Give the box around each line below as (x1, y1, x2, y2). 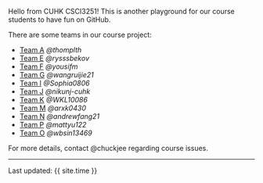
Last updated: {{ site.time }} (8, 166, 98, 175)
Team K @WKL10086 (19, 95, 88, 104)
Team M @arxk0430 (19, 103, 86, 113)
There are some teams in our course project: (8, 30, 153, 39)
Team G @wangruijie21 (19, 70, 94, 79)
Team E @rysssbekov (19, 54, 90, 63)
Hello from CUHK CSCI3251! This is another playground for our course (8, 7, 235, 16)
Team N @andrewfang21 (19, 112, 100, 120)
